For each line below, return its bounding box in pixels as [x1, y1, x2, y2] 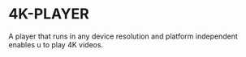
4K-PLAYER [8, 5, 89, 23]
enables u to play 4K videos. [8, 39, 104, 49]
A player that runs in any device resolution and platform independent [8, 31, 238, 41]
